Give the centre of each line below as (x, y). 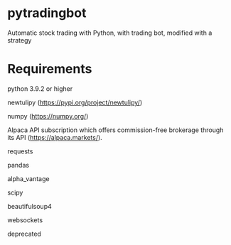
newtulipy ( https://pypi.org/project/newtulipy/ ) (75, 102)
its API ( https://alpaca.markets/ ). (55, 137)
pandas (18, 165)
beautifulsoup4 (29, 206)
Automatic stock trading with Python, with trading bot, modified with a (110, 33)
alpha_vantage (28, 178)
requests (20, 151)
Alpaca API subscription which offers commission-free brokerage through (116, 130)
